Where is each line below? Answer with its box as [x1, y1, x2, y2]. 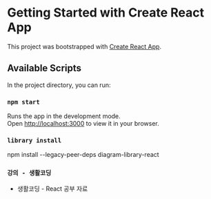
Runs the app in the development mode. [7, 112, 121, 120]
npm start [7, 98, 40, 106]
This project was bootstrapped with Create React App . [7, 42, 162, 50]
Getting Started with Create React [7, 5, 205, 21]
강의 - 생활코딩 [7, 169, 52, 177]
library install [7, 136, 62, 144]
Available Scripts [7, 62, 81, 74]
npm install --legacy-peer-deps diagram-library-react [7, 151, 160, 159]
